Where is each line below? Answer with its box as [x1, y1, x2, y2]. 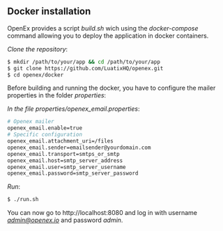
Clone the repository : [7, 45, 68, 53]
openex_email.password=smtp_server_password [7, 170, 139, 177]
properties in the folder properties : [7, 91, 107, 99]
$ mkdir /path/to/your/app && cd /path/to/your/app [7, 58, 160, 65]
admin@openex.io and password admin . [7, 216, 123, 225]
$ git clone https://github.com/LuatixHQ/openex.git [7, 65, 164, 72]
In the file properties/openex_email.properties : [7, 104, 140, 113]
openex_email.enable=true [7, 125, 82, 132]
